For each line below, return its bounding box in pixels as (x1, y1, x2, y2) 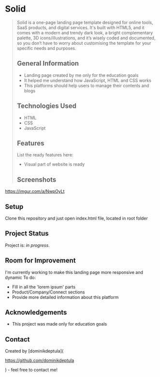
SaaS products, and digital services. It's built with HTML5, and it (16, 24, 145, 30)
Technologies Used (16, 102, 76, 110)
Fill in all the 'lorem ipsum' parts (12, 284, 76, 290)
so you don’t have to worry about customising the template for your (16, 40, 151, 46)
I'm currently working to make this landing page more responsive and (5, 269, 144, 275)
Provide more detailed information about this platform (12, 294, 119, 300)
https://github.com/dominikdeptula (5, 358, 74, 363)
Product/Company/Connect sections (12, 289, 85, 295)
